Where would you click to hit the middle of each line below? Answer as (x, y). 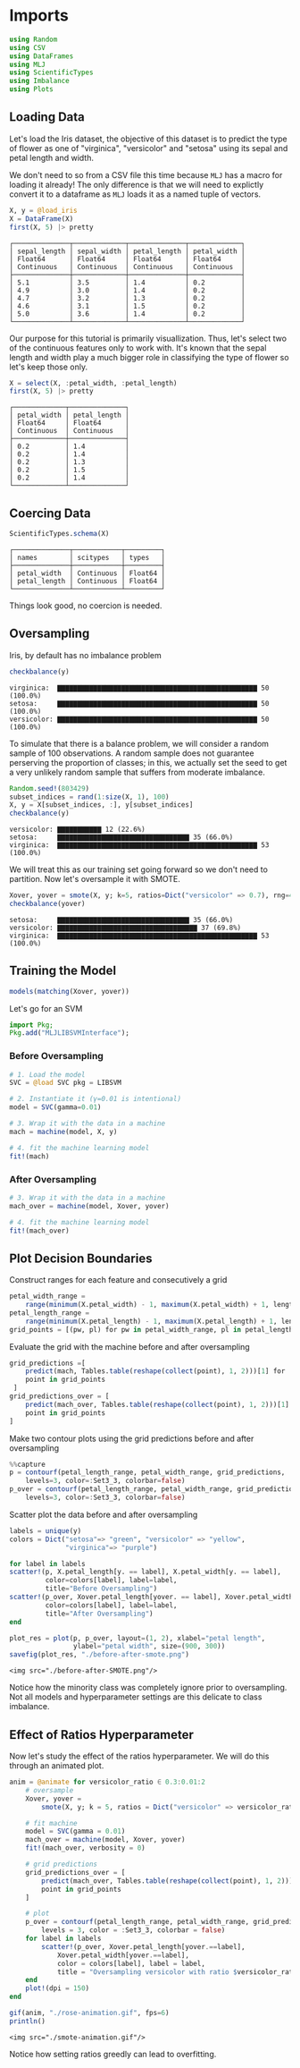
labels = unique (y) (46, 1530)
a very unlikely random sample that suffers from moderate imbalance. (137, 772)
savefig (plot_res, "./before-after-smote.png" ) (100, 1655)
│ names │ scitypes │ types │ (87, 557)
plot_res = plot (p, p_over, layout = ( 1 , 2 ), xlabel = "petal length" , (137, 1638)
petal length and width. (51, 157)
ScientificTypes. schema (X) (59, 534)
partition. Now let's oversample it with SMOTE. (95, 879)
